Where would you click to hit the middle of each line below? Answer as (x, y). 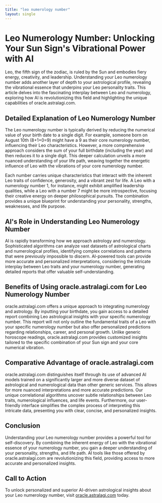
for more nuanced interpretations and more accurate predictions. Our (74, 390)
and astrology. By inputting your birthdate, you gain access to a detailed (77, 311)
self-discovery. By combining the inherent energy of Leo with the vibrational (81, 442)
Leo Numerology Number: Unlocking (80, 38)
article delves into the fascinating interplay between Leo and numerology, (78, 93)
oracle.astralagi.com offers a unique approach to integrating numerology (77, 306)
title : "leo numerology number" (37, 9)
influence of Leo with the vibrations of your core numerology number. (74, 166)
